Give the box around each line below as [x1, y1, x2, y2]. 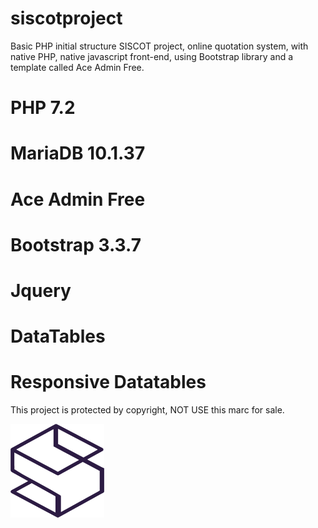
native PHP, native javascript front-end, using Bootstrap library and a [10, 50, 294, 62]
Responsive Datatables [10, 371, 207, 394]
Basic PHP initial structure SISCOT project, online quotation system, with [10, 40, 309, 52]
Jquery [10, 279, 72, 302]
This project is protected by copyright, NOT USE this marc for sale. [10, 404, 285, 416]
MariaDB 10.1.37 [10, 142, 146, 165]
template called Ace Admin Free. [10, 61, 145, 73]
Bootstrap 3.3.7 [10, 233, 142, 256]
